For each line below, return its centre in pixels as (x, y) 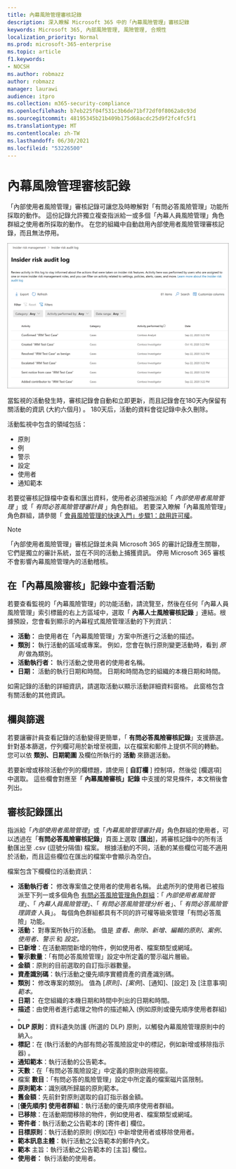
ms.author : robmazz (36, 74)
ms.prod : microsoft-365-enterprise (59, 45)
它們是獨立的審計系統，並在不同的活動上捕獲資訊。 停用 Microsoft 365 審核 (116, 553)
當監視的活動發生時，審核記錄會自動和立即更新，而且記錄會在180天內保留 (114, 400)
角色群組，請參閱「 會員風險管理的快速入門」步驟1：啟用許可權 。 (102, 515)
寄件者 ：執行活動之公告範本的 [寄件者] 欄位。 (83, 1123)
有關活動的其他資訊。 (38, 695)
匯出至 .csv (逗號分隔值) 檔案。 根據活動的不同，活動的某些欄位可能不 (114, 847)
